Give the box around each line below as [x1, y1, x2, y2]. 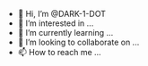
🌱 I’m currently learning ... [17, 28, 114, 37]
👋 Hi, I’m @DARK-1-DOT [17, 9, 106, 19]
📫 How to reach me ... [17, 47, 101, 57]
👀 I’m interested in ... [17, 18, 94, 29]
